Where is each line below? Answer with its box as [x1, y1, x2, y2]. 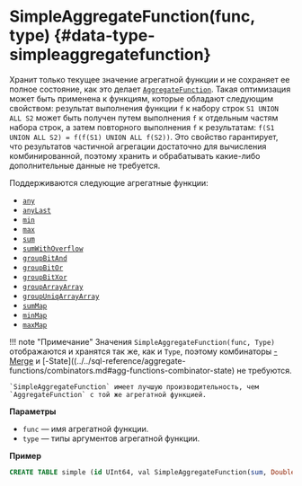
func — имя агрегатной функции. [22, 423, 149, 434]
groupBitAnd [22, 253, 67, 262]
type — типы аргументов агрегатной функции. [22, 433, 200, 444]
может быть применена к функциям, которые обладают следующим [9, 93, 274, 104]
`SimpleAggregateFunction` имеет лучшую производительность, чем [9, 382, 259, 392]
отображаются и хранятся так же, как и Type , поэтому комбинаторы [9, 346, 272, 357]
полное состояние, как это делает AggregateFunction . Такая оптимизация [9, 84, 291, 94]
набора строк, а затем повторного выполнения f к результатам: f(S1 [9, 121, 275, 132]
